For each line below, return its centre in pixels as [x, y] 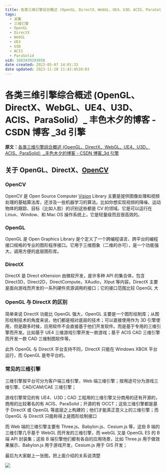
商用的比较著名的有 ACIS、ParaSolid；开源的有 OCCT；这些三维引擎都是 [79, 403]
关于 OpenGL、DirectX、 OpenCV [57, 170]
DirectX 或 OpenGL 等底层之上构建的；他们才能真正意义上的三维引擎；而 [85, 410]
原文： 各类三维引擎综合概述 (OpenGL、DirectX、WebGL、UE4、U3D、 [78, 147]
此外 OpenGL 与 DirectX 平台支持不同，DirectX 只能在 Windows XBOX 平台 [81, 349]
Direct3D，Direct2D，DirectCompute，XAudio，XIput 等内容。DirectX [77, 282]
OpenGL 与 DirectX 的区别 [36, 302]
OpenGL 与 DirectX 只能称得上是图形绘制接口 [51, 416]
